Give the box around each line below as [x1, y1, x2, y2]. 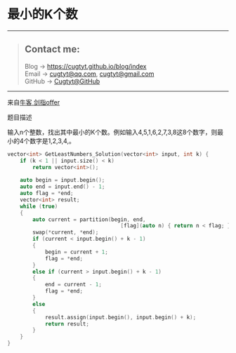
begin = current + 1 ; [44, 248, 109, 255]
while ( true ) [20, 203, 58, 210]
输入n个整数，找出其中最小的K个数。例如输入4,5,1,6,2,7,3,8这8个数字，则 [7, 128, 218, 136]
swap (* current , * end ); [32, 229, 99, 236]
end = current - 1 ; [44, 281, 102, 288]
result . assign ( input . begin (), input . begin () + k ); [44, 314, 197, 321]
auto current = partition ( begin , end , [32, 215, 146, 223]
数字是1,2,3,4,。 [29, 136, 75, 145]
